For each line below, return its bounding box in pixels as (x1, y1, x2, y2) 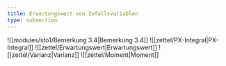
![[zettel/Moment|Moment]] (81, 50, 159, 59)
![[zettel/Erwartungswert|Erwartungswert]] (34, 43, 158, 51)
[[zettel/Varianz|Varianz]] (7, 50, 80, 59)
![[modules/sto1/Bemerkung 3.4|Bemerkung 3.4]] (7, 35, 148, 44)
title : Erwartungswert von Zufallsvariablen (7, 10, 138, 17)
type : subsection (7, 17, 58, 24)
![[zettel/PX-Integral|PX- (149, 35, 219, 44)
